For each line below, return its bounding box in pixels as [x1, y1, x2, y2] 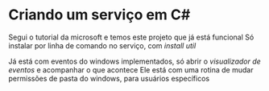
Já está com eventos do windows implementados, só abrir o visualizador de [8, 56, 262, 66]
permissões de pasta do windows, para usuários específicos [8, 73, 210, 83]
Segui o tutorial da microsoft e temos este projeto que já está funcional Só [8, 32, 255, 42]
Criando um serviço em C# [8, 6, 191, 24]
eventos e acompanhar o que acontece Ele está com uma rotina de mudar [8, 64, 254, 74]
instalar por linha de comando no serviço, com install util [8, 40, 197, 50]
